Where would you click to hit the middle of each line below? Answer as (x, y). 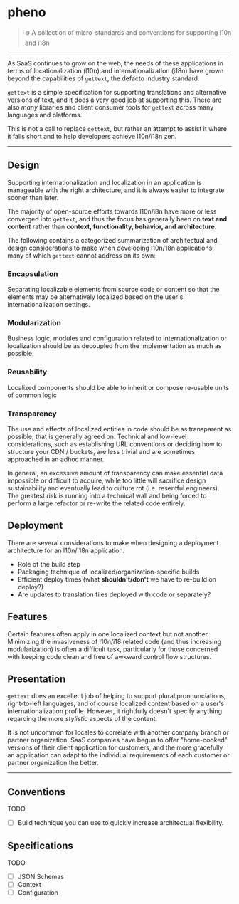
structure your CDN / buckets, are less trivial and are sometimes (101, 451)
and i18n (37, 43)
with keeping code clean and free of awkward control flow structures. (110, 656)
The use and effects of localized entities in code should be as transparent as (119, 429)
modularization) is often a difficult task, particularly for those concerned (113, 649)
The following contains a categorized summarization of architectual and (113, 240)
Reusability (27, 372)
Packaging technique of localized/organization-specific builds (108, 572)
